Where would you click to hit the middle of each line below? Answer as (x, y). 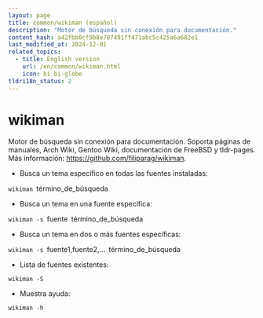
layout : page (29, 15)
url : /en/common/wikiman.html (72, 67)
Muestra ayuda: (45, 294)
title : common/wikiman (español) (63, 23)
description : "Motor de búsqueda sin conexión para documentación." (122, 30)
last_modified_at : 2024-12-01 (58, 45)
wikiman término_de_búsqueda (58, 188)
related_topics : (35, 52)
